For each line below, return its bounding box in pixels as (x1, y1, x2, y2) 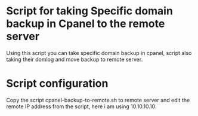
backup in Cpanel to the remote (6, 17, 165, 30)
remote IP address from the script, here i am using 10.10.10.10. (6, 103, 157, 110)
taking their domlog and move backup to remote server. (6, 56, 143, 63)
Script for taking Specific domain (6, 4, 173, 18)
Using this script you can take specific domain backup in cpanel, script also (6, 49, 192, 56)
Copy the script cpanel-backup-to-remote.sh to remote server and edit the (6, 96, 190, 103)
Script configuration (6, 77, 109, 90)
